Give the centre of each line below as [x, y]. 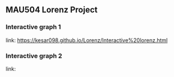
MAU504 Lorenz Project [52, 10]
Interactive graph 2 [34, 55]
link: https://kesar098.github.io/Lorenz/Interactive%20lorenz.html [87, 40]
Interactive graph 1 [33, 27]
